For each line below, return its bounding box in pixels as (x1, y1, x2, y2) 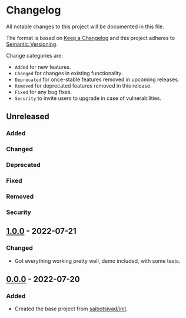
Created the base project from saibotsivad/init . (14, 305, 128, 312)
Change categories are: (6, 52, 64, 59)
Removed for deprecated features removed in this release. (14, 82, 152, 89)
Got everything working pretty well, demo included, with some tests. (14, 257, 181, 265)
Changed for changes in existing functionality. (14, 69, 123, 76)
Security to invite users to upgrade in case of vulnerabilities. (14, 95, 162, 102)
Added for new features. (14, 63, 71, 71)
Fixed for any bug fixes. (14, 88, 72, 95)
